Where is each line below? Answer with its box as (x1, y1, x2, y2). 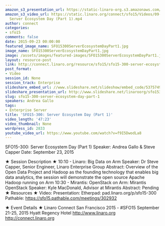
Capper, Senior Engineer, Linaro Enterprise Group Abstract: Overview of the (5, 164, 158, 170)
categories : (5, 26, 29, 30)
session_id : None (5, 76, 41, 81)
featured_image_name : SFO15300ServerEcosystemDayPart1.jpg (5, 44, 129, 49)
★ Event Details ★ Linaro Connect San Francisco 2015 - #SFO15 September (5, 205, 160, 211)
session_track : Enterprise (5, 80, 60, 85)
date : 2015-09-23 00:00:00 (5, 39, 60, 44)
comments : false (5, 35, 38, 40)
